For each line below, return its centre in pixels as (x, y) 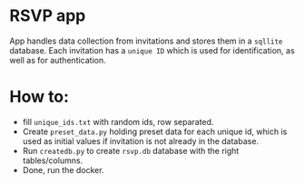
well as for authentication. (58, 60)
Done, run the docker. (63, 169)
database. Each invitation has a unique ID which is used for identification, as (152, 50)
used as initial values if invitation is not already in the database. (141, 140)
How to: (39, 97)
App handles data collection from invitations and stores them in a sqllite (146, 41)
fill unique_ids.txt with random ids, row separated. (118, 121)
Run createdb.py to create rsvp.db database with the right (131, 150)
